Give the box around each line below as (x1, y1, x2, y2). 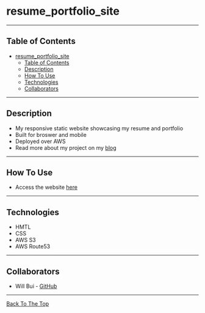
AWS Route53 (15, 243, 51, 250)
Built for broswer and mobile (15, 131, 87, 138)
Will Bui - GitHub (15, 282, 57, 290)
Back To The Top (6, 300, 49, 307)
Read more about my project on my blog (15, 144, 117, 151)
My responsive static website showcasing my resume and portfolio (15, 124, 184, 132)
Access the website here (15, 183, 78, 191)
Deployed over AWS (15, 138, 66, 145)
